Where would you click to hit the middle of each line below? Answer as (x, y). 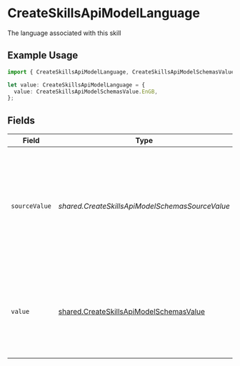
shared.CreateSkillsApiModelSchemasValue (132, 312)
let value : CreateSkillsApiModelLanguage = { (76, 85)
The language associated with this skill (64, 33)
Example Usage (43, 55)
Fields (21, 120)
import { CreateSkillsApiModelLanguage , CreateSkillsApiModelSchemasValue (121, 72)
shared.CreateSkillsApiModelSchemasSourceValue (144, 207)
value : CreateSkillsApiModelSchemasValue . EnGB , (86, 91)
